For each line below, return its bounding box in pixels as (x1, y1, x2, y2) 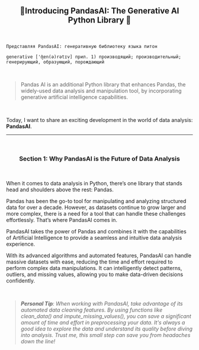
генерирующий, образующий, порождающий (6, 59, 105, 65)
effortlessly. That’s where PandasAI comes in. (6, 216, 117, 223)
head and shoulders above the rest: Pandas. (6, 186, 114, 193)
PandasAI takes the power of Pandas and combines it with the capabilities (6, 227, 187, 235)
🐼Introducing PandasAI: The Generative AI (20, 6, 179, 16)
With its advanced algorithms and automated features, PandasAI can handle (6, 252, 191, 259)
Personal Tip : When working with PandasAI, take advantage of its (20, 300, 183, 307)
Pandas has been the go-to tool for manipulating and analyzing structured (6, 197, 187, 204)
